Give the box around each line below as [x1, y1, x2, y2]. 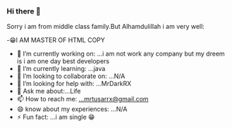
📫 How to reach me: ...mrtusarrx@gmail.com [16, 95, 149, 103]
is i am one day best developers [16, 57, 110, 65]
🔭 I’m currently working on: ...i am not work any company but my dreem [16, 49, 225, 58]
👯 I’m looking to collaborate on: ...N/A [16, 72, 126, 80]
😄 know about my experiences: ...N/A [16, 105, 128, 113]
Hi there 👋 [6, 6, 42, 16]
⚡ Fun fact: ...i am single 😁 [16, 113, 95, 122]
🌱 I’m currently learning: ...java [16, 65, 106, 73]
